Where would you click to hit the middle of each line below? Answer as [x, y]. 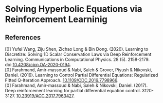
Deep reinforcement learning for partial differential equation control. [73, 91]
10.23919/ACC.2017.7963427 [45, 96]
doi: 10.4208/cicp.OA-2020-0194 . [38, 65]
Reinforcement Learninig [56, 19]
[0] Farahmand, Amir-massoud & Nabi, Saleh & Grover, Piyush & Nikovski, [79, 70]
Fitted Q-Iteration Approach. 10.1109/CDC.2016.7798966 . [62, 80]
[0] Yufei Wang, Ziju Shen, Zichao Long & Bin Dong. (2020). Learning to [77, 49]
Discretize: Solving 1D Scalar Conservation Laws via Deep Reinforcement [78, 54]
